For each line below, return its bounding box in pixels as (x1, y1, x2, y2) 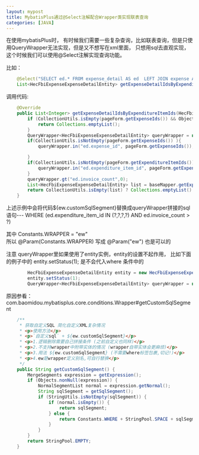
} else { (48, 411, 70, 416)
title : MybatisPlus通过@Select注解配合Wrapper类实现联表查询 (6, 14, 149, 20)
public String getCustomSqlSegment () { (17, 366, 115, 373)
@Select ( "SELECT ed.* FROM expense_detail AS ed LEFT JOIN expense (17, 76, 190, 82)
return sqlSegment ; (59, 405, 108, 411)
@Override (17, 105, 41, 111)
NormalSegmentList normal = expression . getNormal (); (37, 383, 171, 389)
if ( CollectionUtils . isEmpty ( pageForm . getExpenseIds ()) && (27, 116, 176, 122)
